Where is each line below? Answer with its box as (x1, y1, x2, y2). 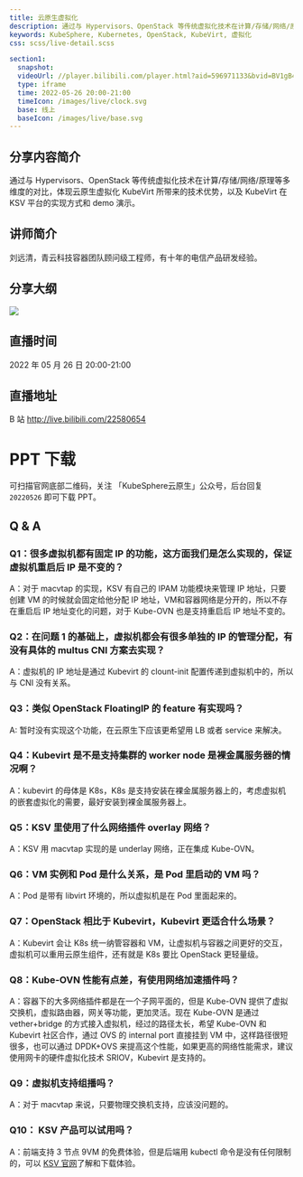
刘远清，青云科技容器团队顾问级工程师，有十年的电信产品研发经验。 (9, 252, 262, 263)
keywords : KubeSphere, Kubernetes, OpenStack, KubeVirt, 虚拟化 (9, 30, 252, 39)
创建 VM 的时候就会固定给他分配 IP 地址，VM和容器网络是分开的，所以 (9, 593, 272, 605)
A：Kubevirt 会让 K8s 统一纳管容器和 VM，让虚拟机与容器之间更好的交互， (9, 937, 288, 948)
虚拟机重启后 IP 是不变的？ (9, 561, 124, 574)
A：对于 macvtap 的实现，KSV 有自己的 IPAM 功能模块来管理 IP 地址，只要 (9, 583, 287, 593)
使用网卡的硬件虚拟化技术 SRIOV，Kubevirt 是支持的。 (9, 1052, 211, 1063)
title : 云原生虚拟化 (9, 13, 78, 23)
